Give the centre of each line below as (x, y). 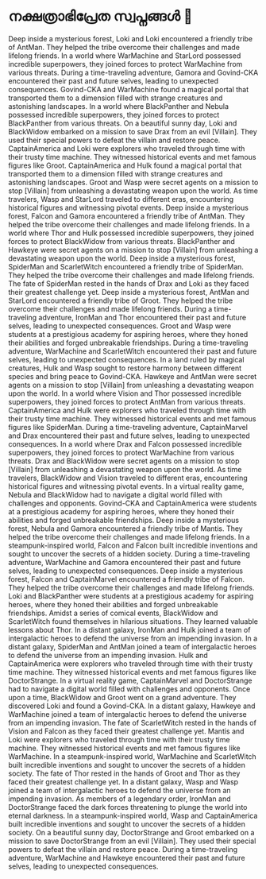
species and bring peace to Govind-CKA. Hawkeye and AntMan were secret (133, 376)
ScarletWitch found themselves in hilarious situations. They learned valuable (133, 621)
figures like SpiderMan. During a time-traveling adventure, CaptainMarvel (128, 427)
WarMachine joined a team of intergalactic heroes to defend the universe (128, 714)
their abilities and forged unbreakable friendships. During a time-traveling (128, 343)
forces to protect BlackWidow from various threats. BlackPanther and (122, 241)
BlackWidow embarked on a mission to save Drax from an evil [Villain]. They (133, 131)
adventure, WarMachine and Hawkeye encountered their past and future (127, 858)
